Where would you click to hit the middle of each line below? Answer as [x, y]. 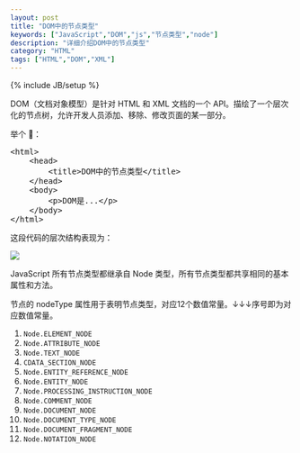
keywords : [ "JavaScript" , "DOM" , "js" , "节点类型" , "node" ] [114, 34]
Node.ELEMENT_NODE [57, 334]
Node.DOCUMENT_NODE [60, 411]
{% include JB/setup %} [55, 85]
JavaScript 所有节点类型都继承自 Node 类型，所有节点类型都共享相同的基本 [150, 274]
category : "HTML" [43, 51]
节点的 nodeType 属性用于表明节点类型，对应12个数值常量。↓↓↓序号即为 [147, 304]
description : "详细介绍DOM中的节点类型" [80, 43]
